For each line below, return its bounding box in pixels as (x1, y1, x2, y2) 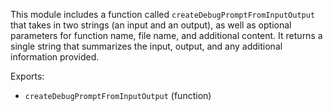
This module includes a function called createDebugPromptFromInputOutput (10, 9, 316, 20)
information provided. (10, 51, 100, 63)
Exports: (10, 70, 45, 82)
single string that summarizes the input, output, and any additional (10, 40, 283, 52)
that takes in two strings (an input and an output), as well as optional (10, 19, 292, 31)
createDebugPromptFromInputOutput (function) (24, 90, 212, 101)
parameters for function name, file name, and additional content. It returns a (10, 30, 323, 41)
